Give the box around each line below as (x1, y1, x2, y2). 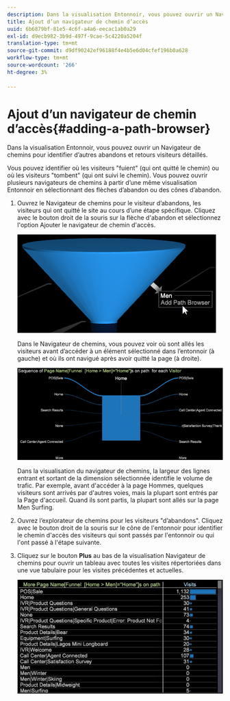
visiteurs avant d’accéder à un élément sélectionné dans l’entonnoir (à (16, 347, 215, 355)
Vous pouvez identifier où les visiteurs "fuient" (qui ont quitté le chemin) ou (7, 164, 219, 173)
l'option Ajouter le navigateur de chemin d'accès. (16, 221, 156, 229)
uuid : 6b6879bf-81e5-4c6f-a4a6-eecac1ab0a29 (7, 25, 136, 32)
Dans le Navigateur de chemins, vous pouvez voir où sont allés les (16, 340, 205, 348)
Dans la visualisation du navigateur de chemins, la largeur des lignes (16, 466, 210, 475)
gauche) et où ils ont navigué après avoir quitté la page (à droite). (16, 355, 202, 363)
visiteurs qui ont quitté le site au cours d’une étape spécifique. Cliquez (16, 206, 216, 215)
